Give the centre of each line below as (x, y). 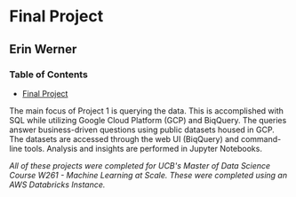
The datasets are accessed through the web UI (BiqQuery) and (124, 138)
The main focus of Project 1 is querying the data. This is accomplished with (147, 110)
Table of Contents (49, 75)
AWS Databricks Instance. (57, 185)
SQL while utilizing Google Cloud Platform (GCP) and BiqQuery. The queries (148, 120)
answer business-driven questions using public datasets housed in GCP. (142, 130)
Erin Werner (43, 49)
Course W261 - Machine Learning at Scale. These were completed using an (148, 175)
